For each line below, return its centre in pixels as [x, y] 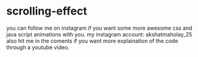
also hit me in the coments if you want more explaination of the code [92, 41]
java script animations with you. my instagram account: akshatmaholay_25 [99, 34]
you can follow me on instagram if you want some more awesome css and [99, 28]
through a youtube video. [38, 47]
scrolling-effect [47, 11]
